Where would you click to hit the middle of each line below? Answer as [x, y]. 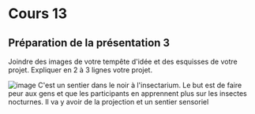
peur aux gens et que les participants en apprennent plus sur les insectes [127, 94]
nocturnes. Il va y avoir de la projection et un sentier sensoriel [109, 102]
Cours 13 [38, 14]
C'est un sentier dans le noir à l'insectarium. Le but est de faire [140, 85]
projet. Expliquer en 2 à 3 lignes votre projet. [80, 70]
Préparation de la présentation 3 [89, 43]
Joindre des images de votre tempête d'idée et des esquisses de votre [123, 61]
